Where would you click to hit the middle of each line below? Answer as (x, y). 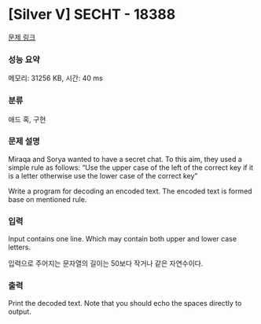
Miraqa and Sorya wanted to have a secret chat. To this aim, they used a (125, 159)
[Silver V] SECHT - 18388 (92, 15)
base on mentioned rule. (48, 199)
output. (20, 311)
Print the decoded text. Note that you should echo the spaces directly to (125, 304)
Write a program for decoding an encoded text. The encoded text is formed (130, 191)
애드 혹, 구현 (27, 119)
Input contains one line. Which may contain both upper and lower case (123, 239)
